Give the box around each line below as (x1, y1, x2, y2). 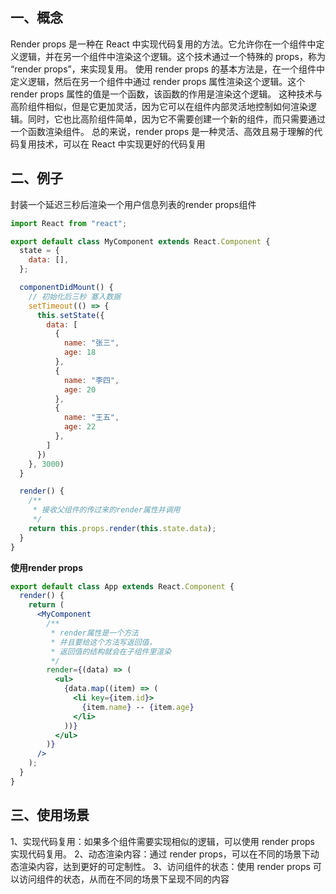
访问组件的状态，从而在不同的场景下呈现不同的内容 (18, 873, 230, 885)
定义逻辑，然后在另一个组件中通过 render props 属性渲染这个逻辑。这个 (10, 75, 306, 87)
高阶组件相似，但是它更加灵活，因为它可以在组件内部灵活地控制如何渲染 (10, 100, 308, 112)
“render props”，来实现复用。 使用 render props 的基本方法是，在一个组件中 (10, 63, 325, 75)
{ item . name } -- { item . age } (81, 702, 195, 712)
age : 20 (63, 384, 97, 395)
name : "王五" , (63, 413, 120, 423)
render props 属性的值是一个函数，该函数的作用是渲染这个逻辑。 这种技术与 (10, 88, 323, 100)
